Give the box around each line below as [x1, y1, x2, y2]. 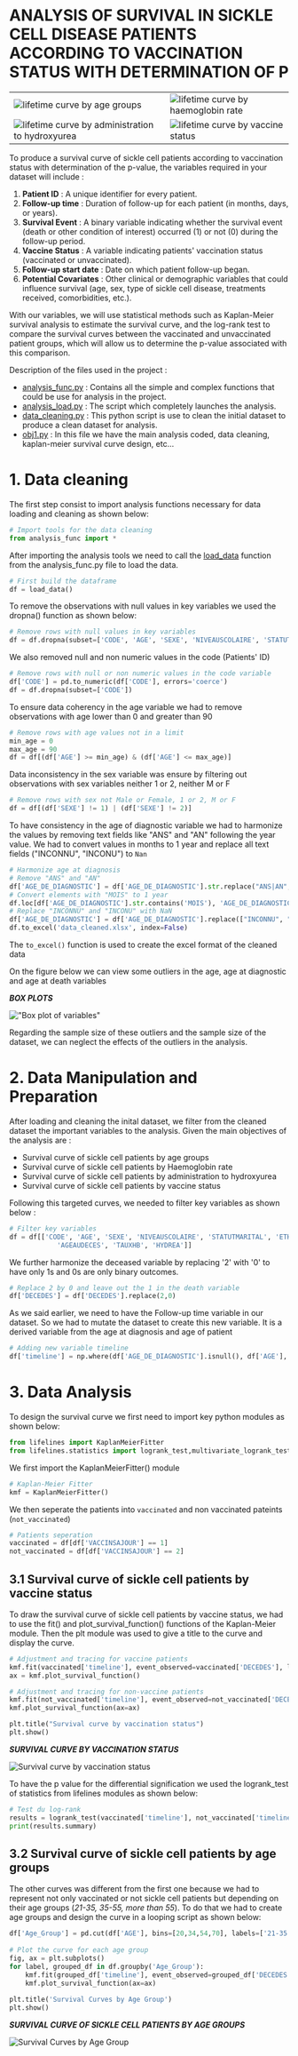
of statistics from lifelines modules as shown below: [9, 1788, 198, 1798]
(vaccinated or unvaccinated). [21, 254, 132, 265]
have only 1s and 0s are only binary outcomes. [9, 1266, 179, 1277]
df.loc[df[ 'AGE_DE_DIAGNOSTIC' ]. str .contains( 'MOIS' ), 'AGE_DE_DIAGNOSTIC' [9, 898, 295, 907]
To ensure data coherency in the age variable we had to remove [9, 701, 242, 712]
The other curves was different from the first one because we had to [9, 1884, 260, 1894]
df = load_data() [9, 585, 74, 594]
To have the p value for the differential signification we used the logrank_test [9, 1778, 289, 1789]
